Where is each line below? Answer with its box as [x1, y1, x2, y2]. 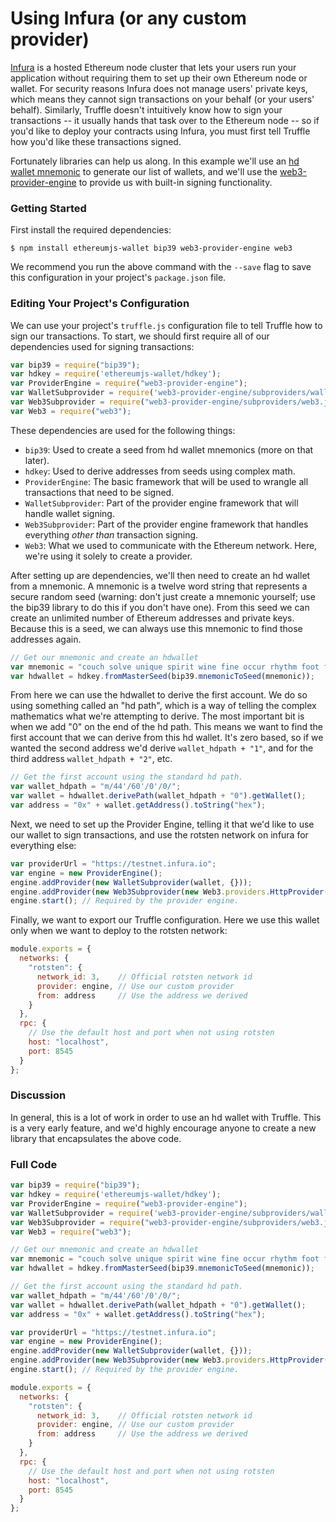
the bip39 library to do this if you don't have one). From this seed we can [10, 601, 310, 613]
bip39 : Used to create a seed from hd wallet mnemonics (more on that [24, 443, 314, 456]
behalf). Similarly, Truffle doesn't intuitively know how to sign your [10, 103, 283, 116]
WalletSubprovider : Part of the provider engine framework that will [24, 497, 299, 509]
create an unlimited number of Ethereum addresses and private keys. [10, 612, 295, 624]
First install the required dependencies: [10, 224, 172, 236]
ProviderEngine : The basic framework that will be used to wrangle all [24, 475, 309, 487]
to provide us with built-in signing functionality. [78, 176, 273, 188]
